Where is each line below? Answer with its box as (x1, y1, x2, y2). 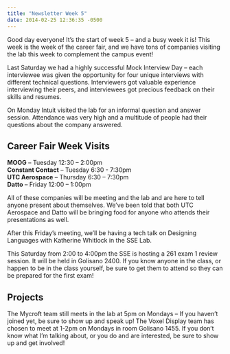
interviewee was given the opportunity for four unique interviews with (7, 70, 204, 79)
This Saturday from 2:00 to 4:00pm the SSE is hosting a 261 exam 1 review (7, 250, 218, 258)
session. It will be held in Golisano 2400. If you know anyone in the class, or (7, 257, 222, 265)
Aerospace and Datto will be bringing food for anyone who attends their (7, 208, 210, 217)
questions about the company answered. (7, 120, 123, 129)
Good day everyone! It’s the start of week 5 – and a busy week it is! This (7, 35, 211, 43)
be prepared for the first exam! (7, 272, 94, 280)
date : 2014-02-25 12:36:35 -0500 (7, 16, 103, 23)
